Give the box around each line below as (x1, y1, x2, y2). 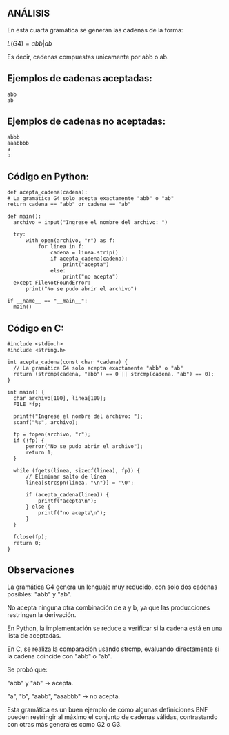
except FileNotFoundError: (13, 279, 91, 287)
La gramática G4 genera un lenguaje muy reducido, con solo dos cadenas (7, 583, 218, 591)
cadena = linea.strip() (50, 250, 119, 256)
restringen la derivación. (7, 610, 77, 618)
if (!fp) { (13, 437, 45, 444)
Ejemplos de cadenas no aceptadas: (7, 116, 166, 128)
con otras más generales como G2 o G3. (7, 720, 122, 728)
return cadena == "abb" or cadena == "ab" (7, 201, 131, 208)
